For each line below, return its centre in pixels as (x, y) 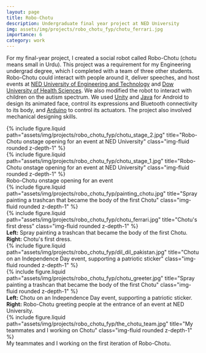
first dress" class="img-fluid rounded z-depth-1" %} (72, 226)
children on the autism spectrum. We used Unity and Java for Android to (98, 97)
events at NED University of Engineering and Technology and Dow (90, 84)
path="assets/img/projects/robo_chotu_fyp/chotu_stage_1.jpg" (85, 161)
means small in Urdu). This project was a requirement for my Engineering (99, 64)
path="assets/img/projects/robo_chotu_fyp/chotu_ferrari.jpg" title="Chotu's (102, 219)
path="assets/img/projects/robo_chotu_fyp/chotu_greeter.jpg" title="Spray (101, 278)
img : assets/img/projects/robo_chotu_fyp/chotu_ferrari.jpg (85, 29)
